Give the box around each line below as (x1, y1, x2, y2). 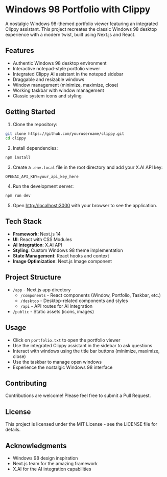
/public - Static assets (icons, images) (12, 308, 94, 314)
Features (5, 46, 34, 55)
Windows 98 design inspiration (12, 455, 78, 461)
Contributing (5, 379, 47, 388)
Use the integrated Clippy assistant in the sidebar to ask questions (12, 342, 153, 348)
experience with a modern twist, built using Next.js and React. (5, 31, 136, 37)
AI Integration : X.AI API (12, 242, 62, 248)
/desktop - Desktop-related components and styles (20, 297, 128, 304)
